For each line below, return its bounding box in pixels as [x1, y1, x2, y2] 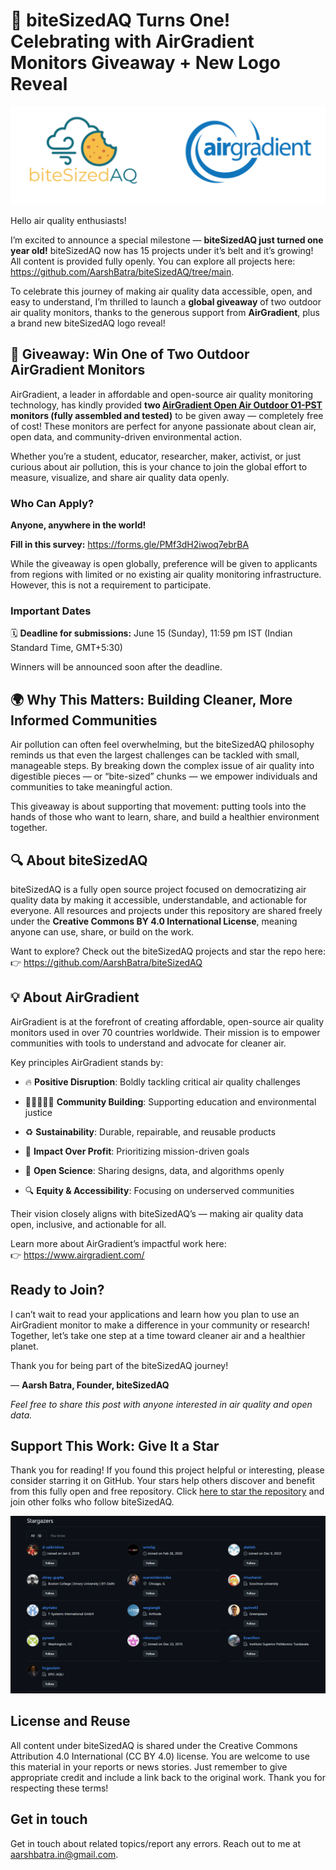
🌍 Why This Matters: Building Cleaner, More [10, 691, 293, 708]
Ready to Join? [10, 1282, 105, 1299]
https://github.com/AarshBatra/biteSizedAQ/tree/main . [10, 265, 235, 278]
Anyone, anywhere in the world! [10, 519, 147, 531]
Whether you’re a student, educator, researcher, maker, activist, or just [10, 450, 302, 462]
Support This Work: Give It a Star [10, 1437, 220, 1454]
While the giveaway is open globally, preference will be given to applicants [10, 558, 318, 570]
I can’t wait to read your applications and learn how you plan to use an [10, 1308, 300, 1320]
